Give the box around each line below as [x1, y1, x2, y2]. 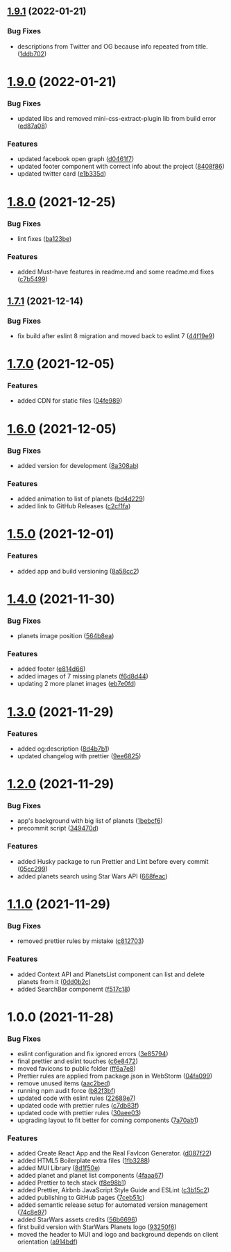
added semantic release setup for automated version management [17, 1201, 208, 1209]
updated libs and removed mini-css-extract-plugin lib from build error [17, 115, 216, 123]
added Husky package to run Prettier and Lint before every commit [17, 857, 209, 865]
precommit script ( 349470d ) [17, 824, 99, 833]
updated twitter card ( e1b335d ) [17, 169, 106, 178]
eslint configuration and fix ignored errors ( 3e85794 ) [17, 1050, 169, 1058]
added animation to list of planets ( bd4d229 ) [17, 494, 146, 503]
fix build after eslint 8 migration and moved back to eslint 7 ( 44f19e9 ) [17, 331, 215, 340]
